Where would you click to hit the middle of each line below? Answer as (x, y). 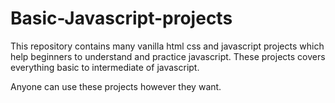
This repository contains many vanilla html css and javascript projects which (167, 46)
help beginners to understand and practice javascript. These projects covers (168, 56)
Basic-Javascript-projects (121, 18)
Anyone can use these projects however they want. (116, 86)
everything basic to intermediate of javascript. (105, 67)
